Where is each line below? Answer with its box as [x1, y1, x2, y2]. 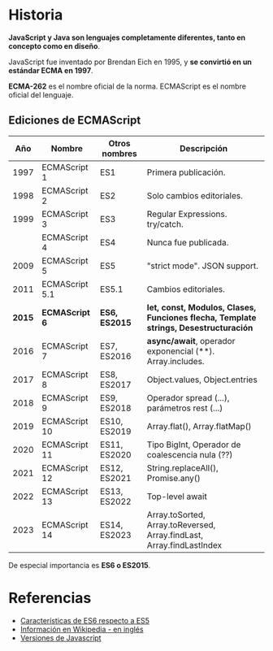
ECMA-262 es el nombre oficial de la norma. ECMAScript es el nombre [8, 81, 246, 91]
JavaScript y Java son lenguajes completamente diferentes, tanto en [8, 33, 246, 42]
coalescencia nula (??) [146, 449, 233, 460]
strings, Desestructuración [146, 322, 253, 333]
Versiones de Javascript [19, 632, 102, 643]
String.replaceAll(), [146, 462, 219, 473]
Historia [8, 6, 63, 24]
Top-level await [146, 490, 207, 501]
